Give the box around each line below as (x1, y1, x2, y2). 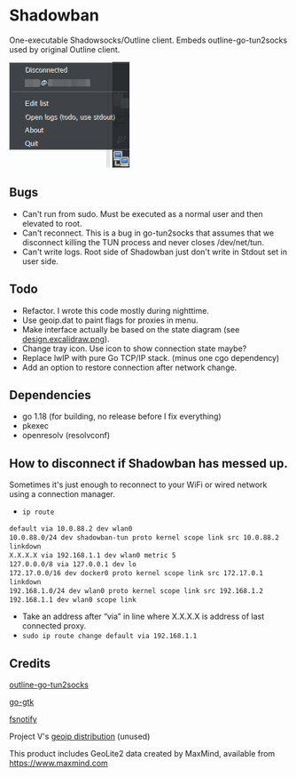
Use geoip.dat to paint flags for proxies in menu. (21, 315, 199, 325)
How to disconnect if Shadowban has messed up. (9, 455, 288, 471)
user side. (21, 255, 59, 267)
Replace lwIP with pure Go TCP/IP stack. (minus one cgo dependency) (21, 352, 280, 363)
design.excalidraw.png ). (21, 333, 110, 344)
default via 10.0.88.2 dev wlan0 (9, 525, 133, 533)
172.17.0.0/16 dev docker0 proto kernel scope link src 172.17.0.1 (9, 569, 264, 578)
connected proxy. (21, 621, 87, 631)
